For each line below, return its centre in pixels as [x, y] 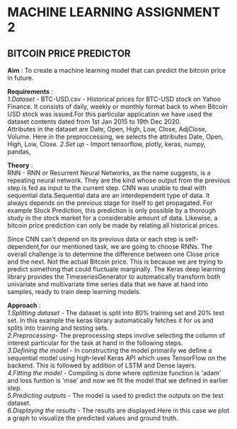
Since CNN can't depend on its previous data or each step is [96, 239]
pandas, [19, 152]
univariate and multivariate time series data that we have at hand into [108, 284]
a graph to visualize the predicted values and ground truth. [93, 418]
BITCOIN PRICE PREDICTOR [69, 53]
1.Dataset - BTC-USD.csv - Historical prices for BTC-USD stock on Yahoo [114, 99]
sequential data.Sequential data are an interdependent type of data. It [109, 195]
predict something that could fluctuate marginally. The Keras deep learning [116, 269]
